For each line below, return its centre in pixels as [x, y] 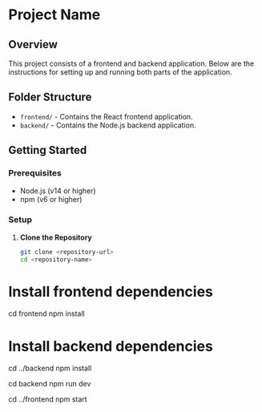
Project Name [54, 15]
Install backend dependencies [111, 346]
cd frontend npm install [47, 313]
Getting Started [48, 150]
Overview [33, 44]
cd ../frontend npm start [48, 399]
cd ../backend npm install [50, 368]
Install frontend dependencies [111, 291]
